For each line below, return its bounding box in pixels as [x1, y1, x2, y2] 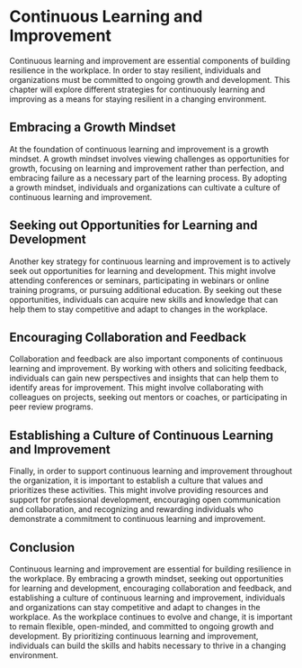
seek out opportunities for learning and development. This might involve [9, 265, 276, 276]
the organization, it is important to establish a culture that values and [9, 475, 263, 486]
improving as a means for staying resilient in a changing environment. [9, 93, 267, 105]
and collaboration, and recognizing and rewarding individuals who [9, 504, 253, 515]
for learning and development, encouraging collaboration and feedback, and [9, 583, 292, 593]
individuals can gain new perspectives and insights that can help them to [9, 372, 279, 384]
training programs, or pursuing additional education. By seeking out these [9, 284, 282, 295]
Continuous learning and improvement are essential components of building [9, 55, 290, 66]
